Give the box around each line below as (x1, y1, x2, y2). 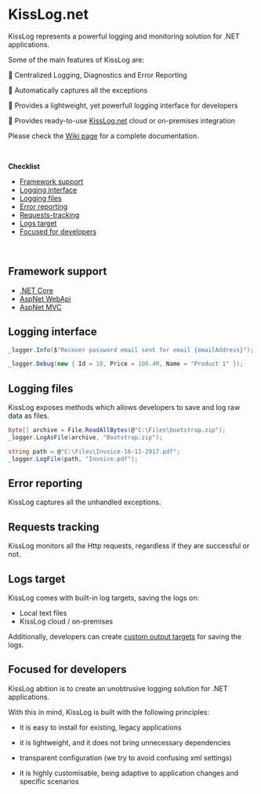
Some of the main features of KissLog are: (8, 55, 145, 64)
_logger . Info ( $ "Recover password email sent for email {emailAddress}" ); (8, 346, 255, 354)
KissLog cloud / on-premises (19, 617, 114, 626)
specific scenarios (19, 776, 80, 786)
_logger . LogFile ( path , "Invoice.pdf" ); (8, 455, 139, 463)
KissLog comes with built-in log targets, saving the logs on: (8, 593, 200, 602)
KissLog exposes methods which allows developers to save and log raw (8, 403, 241, 412)
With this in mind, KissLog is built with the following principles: (8, 707, 210, 716)
